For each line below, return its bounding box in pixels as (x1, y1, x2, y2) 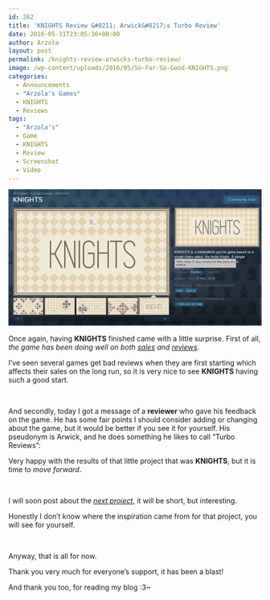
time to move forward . (8, 464, 82, 474)
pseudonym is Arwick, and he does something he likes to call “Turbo (8, 432, 235, 441)
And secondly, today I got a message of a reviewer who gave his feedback (8, 406, 257, 416)
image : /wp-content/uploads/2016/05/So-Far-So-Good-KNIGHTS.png (8, 64, 228, 72)
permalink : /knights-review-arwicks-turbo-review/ (8, 56, 182, 64)
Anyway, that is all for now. (8, 551, 97, 561)
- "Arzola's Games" (15, 89, 81, 97)
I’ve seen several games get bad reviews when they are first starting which (8, 358, 257, 367)
